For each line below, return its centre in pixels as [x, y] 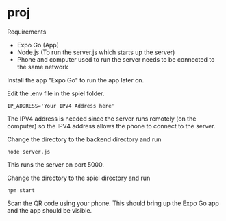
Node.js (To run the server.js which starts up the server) [96, 52]
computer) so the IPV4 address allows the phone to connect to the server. [111, 126]
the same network [42, 67]
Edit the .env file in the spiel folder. [56, 93]
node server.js [29, 152]
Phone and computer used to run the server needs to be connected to [116, 59]
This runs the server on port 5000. [56, 164]
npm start [21, 190]
